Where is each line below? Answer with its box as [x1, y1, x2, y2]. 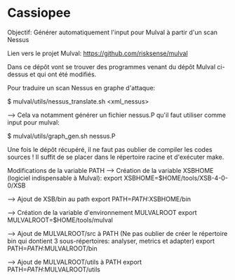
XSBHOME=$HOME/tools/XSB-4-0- [123, 174, 228, 182]
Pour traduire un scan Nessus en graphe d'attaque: [7, 83, 156, 92]
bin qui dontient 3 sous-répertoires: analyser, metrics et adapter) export [7, 237, 215, 245]
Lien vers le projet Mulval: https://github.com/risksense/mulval [7, 49, 188, 57]
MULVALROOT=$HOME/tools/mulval [7, 216, 114, 224]
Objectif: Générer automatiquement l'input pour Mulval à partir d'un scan [7, 28, 218, 36]
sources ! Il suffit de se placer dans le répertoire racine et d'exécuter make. [7, 153, 224, 161]
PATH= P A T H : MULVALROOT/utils [7, 265, 100, 274]
